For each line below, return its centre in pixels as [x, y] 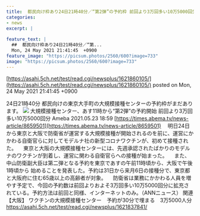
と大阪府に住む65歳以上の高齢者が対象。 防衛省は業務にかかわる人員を [96, 178]
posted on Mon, [172, 84]
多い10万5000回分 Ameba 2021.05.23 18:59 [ [61, 118]
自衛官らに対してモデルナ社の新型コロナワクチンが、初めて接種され [105, 140]
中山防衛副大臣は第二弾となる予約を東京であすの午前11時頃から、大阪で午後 [99, 163]
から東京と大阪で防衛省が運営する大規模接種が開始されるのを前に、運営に [97, 133]
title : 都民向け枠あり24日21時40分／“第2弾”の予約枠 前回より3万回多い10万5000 [97, 12]
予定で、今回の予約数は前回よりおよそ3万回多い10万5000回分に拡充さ [103, 185]
